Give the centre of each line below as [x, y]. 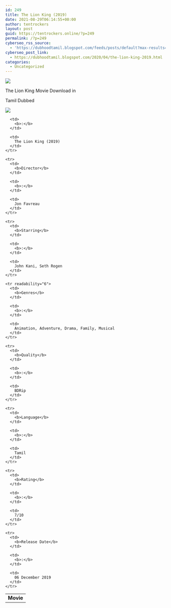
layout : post [19, 29]
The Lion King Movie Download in [41, 91]
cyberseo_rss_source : [28, 43]
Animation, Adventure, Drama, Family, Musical [65, 328]
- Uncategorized [27, 67]
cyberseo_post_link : [27, 52]
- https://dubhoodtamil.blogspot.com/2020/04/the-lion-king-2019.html [86, 57]
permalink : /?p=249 [26, 39]
